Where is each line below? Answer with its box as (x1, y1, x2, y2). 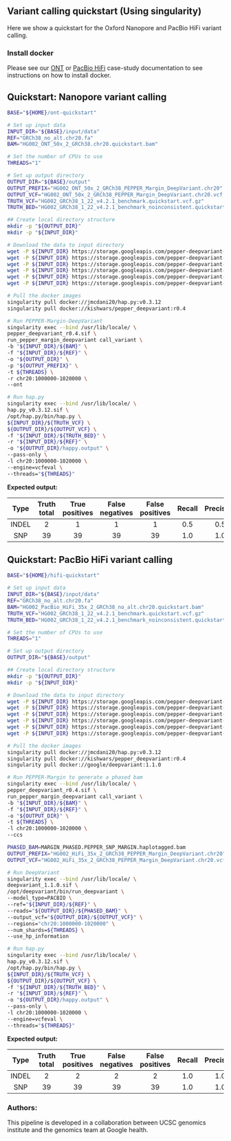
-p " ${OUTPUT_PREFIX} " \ (7, 362, 78, 369)
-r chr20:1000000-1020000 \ (7, 375, 88, 382)
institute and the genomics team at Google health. (7, 1126, 148, 1134)
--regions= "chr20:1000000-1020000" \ (7, 920, 115, 927)
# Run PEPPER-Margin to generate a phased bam (7, 774, 143, 781)
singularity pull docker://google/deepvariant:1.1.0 (7, 762, 162, 768)
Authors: (7, 1103, 38, 1112)
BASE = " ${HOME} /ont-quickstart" (7, 109, 97, 116)
